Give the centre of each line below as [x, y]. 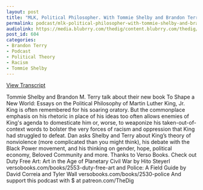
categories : [21, 40]
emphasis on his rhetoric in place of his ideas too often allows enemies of [98, 116]
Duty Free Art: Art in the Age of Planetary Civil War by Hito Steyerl [88, 162]
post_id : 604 [23, 34]
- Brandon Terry [27, 46]
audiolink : [20, 29]
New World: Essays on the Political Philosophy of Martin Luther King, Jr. [96, 103]
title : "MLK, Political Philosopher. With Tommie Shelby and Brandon [96, 18]
